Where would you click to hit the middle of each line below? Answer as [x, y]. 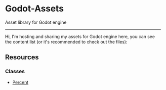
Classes [15, 71]
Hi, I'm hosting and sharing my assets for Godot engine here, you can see [80, 36]
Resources [22, 57]
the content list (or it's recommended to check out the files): [66, 42]
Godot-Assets [35, 9]
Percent [20, 82]
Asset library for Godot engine [36, 22]
